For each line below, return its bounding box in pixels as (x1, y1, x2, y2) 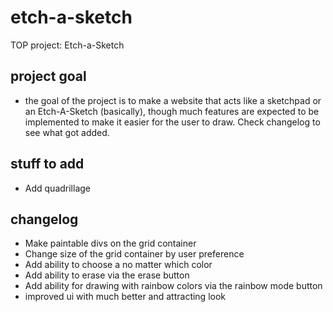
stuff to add (10, 156, 85, 173)
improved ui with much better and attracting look (24, 291, 227, 303)
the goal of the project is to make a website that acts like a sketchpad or (24, 94, 322, 106)
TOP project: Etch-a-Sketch (10, 39, 125, 51)
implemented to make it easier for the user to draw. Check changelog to (24, 116, 321, 128)
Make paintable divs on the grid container (24, 237, 197, 250)
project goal (10, 68, 87, 85)
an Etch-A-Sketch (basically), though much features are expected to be (24, 105, 320, 117)
